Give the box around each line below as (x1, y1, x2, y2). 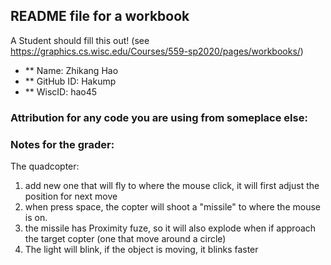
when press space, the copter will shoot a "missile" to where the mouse (24, 201, 321, 213)
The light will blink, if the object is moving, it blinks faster (24, 244, 259, 256)
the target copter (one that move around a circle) (24, 233, 227, 245)
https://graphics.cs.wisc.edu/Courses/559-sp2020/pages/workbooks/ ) (10, 45, 304, 57)
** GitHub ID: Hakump (24, 75, 117, 87)
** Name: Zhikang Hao (24, 64, 119, 76)
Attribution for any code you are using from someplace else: (10, 110, 308, 124)
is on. (24, 212, 48, 224)
